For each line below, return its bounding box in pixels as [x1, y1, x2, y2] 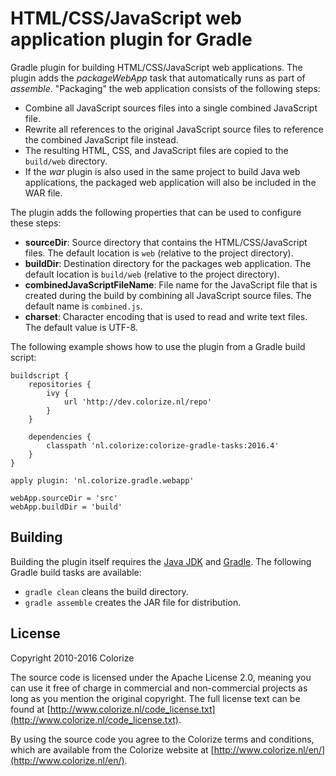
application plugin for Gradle [10, 28, 253, 51]
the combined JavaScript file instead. [24, 133, 179, 146]
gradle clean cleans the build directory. [24, 585, 189, 597]
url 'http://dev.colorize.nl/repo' [63, 397, 213, 407]
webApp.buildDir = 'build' [10, 502, 123, 512]
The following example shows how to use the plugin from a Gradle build [10, 340, 306, 352]
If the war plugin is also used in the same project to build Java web [24, 165, 301, 177]
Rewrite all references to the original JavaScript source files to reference [24, 123, 324, 135]
